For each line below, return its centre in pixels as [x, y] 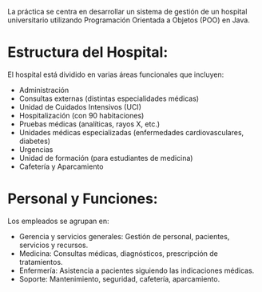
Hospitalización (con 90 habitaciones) [81, 115]
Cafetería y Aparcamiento [62, 166]
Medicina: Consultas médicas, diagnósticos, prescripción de [119, 253]
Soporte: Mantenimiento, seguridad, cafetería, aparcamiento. [119, 278]
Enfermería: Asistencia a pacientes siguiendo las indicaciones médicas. [137, 270]
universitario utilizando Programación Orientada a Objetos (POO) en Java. [129, 20]
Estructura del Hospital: [88, 52]
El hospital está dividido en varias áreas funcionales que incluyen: [116, 74]
